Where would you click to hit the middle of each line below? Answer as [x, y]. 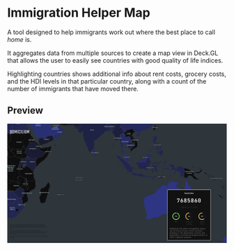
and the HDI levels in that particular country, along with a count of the [107, 81]
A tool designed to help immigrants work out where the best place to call [111, 32]
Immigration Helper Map [79, 13]
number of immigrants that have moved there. [73, 88]
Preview [25, 110]
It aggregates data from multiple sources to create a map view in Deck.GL [113, 53]
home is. [19, 39]
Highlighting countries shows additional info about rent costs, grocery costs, [117, 74]
